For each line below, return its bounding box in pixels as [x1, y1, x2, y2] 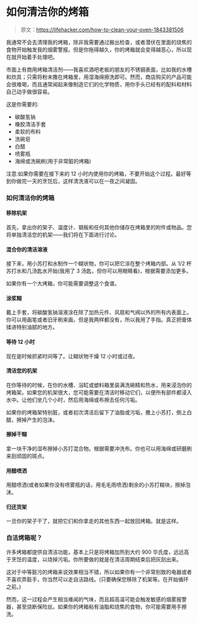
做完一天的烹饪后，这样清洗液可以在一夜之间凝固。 [16, 177, 140, 184]
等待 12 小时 [6, 338, 35, 346]
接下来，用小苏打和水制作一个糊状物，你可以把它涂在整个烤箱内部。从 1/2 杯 [6, 260, 192, 267]
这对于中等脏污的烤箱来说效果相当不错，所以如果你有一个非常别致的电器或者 [6, 568, 192, 575]
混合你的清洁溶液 [6, 246, 48, 253]
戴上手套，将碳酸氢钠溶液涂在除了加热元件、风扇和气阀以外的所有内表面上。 [6, 309, 192, 316]
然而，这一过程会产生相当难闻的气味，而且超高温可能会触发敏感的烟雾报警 [6, 595, 187, 603]
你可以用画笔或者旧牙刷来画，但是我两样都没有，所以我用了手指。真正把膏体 [6, 316, 192, 323]
